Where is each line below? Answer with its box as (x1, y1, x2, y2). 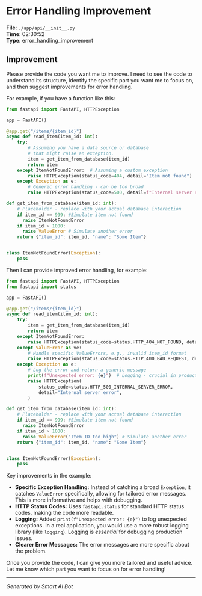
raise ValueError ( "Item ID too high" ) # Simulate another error (22, 434, 187, 440)
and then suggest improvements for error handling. (6, 83, 133, 90)
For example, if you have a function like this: (6, 94, 115, 102)
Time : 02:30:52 (6, 30, 45, 37)
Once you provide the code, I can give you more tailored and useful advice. (6, 559, 193, 567)
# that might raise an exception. (28, 150, 114, 156)
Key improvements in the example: (6, 472, 92, 479)
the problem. (14, 547, 47, 555)
